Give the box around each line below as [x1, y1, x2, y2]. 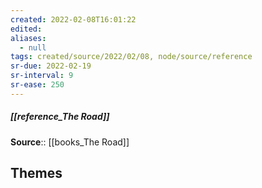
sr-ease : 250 [10, 80, 65, 90]
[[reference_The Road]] [10, 111, 110, 123]
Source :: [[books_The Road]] [10, 136, 130, 148]
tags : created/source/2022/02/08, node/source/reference [10, 52, 253, 62]
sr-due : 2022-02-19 [10, 61, 92, 71]
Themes [10, 165, 63, 182]
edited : [10, 24, 43, 34]
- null [19, 42, 47, 53]
